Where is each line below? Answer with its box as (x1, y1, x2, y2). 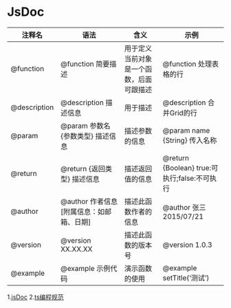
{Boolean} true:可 (162, 163, 219, 173)
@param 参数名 (60, 121, 111, 131)
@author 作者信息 (60, 197, 118, 206)
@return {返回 (60, 164, 105, 173)
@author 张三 (162, 202, 206, 212)
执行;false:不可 (162, 173, 210, 183)
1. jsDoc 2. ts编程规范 (7, 293, 64, 301)
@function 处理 (162, 59, 212, 69)
